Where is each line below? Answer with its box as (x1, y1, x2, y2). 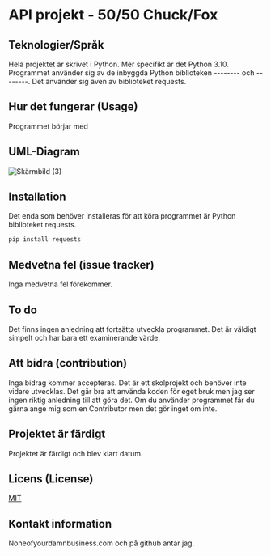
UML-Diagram (8, 145, 81, 159)
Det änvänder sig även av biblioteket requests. (32, 77, 187, 86)
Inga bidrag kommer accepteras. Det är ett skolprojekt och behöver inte (8, 378, 247, 388)
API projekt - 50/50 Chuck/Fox (8, 6, 218, 24)
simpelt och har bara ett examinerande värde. (8, 333, 160, 342)
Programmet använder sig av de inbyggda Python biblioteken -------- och (8, 68, 255, 78)
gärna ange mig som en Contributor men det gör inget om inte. (8, 403, 218, 414)
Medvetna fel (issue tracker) (8, 257, 155, 272)
